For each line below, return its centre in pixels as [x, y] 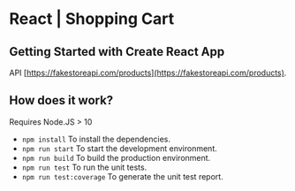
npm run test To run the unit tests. [84, 167]
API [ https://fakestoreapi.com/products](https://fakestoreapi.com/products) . [148, 73]
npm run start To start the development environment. [120, 148]
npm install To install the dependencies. [96, 139]
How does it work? [61, 100]
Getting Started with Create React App [117, 52]
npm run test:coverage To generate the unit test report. [122, 176]
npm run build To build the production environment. [116, 157]
